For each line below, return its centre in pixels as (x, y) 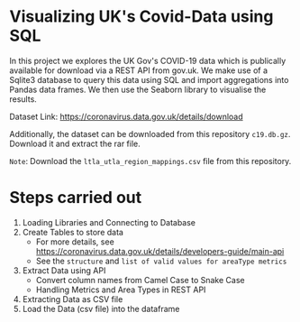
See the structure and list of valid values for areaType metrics (161, 261)
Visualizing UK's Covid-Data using (141, 17)
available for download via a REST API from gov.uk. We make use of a (139, 70)
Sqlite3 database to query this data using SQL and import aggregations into (149, 79)
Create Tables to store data (73, 232)
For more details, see (75, 242)
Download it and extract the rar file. (75, 143)
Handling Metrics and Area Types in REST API (121, 290)
